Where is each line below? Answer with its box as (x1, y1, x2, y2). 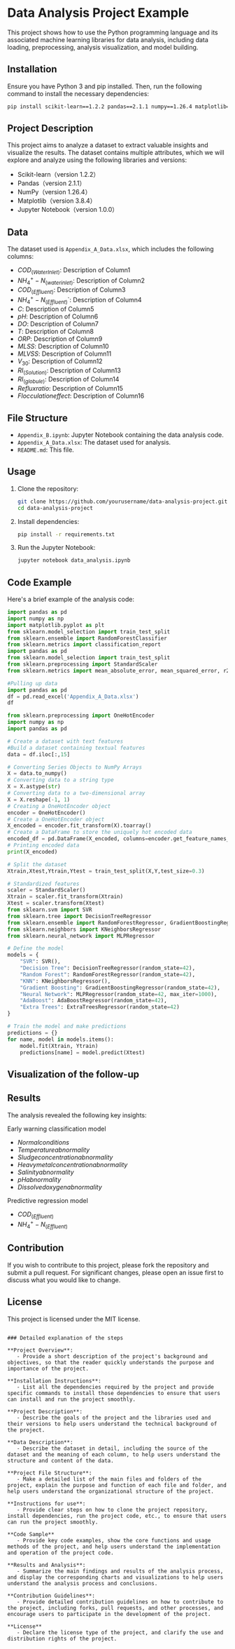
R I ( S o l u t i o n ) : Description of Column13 (17, 366, 121, 376)
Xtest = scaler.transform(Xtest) (7, 900, 105, 907)
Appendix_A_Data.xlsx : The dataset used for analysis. (17, 438, 171, 446)
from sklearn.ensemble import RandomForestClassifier (7, 635, 168, 642)
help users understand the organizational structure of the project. (7, 1488, 215, 1495)
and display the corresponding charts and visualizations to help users (7, 1573, 224, 1581)
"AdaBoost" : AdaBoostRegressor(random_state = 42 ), (20, 997, 168, 1004)
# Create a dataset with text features (7, 738, 124, 745)
